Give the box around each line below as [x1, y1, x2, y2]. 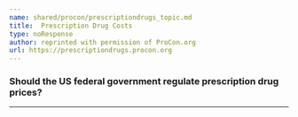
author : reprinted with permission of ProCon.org [9, 37, 197, 47]
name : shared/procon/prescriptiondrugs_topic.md [9, 12, 192, 22]
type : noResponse [9, 29, 74, 38]
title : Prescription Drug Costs [9, 21, 133, 30]
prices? [9, 86, 43, 98]
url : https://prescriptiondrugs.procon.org [9, 46, 173, 55]
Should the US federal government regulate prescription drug [9, 75, 279, 88]
